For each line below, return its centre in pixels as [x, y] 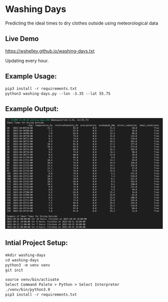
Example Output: [32, 109]
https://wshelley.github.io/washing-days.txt [50, 51]
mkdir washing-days [25, 255]
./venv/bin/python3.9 [28, 289]
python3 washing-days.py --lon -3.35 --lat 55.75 [58, 94]
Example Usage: [31, 76]
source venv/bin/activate [32, 279]
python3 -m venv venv [28, 265]
